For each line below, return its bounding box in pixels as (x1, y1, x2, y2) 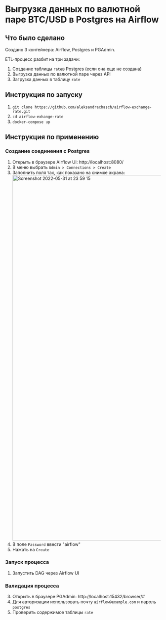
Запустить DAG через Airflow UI (12, 570, 80, 576)
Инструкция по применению (5, 133, 99, 141)
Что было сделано (5, 34, 65, 42)
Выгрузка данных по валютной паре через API (12, 71, 111, 77)
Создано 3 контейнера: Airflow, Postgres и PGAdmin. (5, 47, 116, 52)
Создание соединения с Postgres (5, 148, 90, 155)
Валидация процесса (5, 582, 59, 589)
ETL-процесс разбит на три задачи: (5, 56, 80, 62)
